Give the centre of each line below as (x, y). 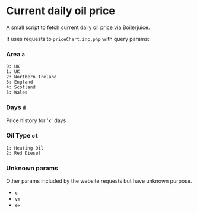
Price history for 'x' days (36, 120)
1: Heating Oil (25, 148)
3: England (20, 82)
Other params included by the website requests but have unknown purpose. (99, 181)
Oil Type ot (22, 136)
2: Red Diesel (24, 153)
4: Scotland (21, 87)
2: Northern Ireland (32, 77)
